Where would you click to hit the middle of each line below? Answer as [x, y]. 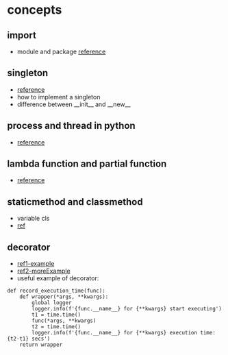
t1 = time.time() [56, 315]
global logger [52, 303]
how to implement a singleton [59, 97]
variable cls [33, 219]
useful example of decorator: [58, 278]
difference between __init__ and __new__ [74, 104]
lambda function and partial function [87, 164]
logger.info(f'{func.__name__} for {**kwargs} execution [114, 333]
